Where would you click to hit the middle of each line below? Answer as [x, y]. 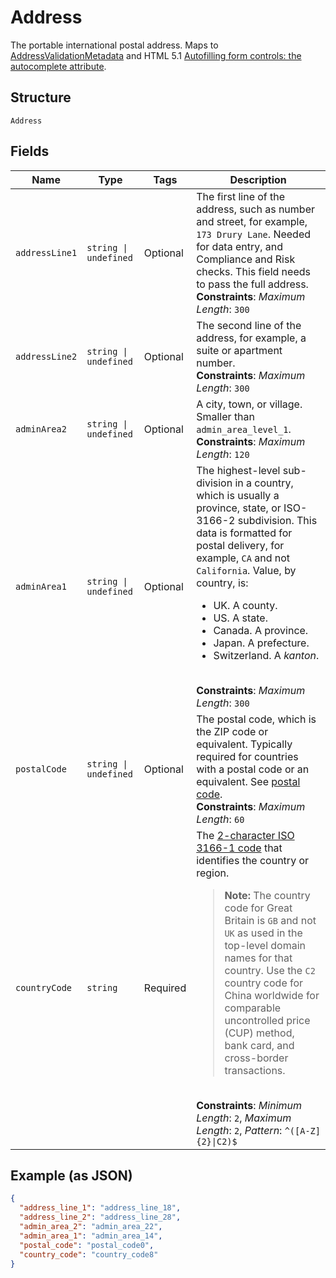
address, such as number [255, 209]
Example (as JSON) [71, 1175]
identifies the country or [253, 860]
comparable [253, 1008]
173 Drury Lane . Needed [254, 234]
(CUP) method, [259, 1033]
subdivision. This [277, 520]
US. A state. [240, 618]
